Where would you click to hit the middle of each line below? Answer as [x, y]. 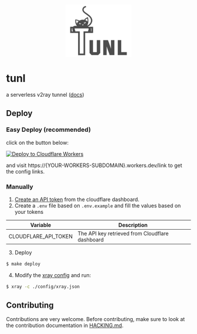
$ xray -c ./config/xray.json [43, 287]
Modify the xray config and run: [53, 275]
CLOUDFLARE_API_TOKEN [41, 237]
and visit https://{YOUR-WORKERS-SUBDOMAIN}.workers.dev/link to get [94, 165]
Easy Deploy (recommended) [48, 129]
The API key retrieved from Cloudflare [123, 233]
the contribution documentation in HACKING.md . [65, 325]
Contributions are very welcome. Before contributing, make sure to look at [96, 319]
